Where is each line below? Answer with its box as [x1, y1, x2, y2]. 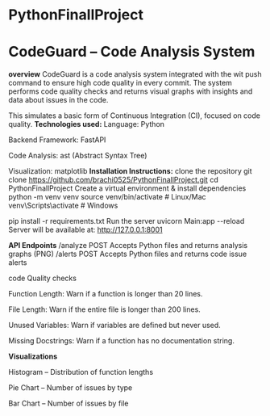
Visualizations [8, 351, 58, 361]
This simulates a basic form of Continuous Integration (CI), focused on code [8, 111, 260, 120]
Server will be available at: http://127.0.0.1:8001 [8, 225, 163, 235]
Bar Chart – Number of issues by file [8, 398, 129, 409]
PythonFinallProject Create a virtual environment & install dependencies [8, 183, 247, 193]
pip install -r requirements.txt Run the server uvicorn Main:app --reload [8, 216, 245, 226]
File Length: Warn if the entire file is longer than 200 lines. [8, 305, 201, 314]
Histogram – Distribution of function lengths [8, 368, 154, 377]
